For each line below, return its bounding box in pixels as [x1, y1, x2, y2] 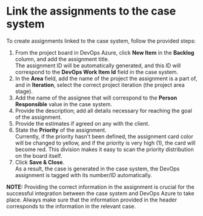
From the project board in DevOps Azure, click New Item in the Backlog [15, 49, 195, 56]
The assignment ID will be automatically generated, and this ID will [15, 62, 181, 69]
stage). [15, 87, 33, 95]
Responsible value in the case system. [15, 100, 112, 107]
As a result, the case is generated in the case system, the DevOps [15, 165, 180, 172]
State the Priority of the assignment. [15, 126, 107, 133]
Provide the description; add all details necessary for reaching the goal [15, 107, 192, 114]
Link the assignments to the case [6, 4, 176, 18]
